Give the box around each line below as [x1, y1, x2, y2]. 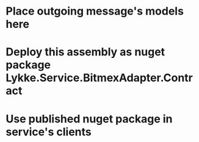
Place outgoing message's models [5, 4, 184, 18]
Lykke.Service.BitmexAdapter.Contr [5, 71, 193, 85]
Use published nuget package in [5, 112, 173, 126]
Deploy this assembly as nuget [5, 45, 165, 59]
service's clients [5, 125, 92, 138]
